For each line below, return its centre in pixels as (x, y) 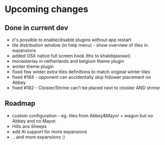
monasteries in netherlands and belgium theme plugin (68, 61)
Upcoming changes (47, 9)
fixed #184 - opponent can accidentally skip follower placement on (81, 77)
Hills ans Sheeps (29, 126)
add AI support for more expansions (49, 131)
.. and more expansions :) (38, 137)
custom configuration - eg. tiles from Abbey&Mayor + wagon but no (82, 115)
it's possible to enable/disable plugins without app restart (72, 40)
